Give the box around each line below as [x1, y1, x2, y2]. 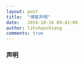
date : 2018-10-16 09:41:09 [6, 19, 78, 25]
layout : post [6, 8, 38, 15]
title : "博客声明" [6, 14, 51, 20]
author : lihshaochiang [6, 25, 62, 31]
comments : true [6, 31, 44, 36]
